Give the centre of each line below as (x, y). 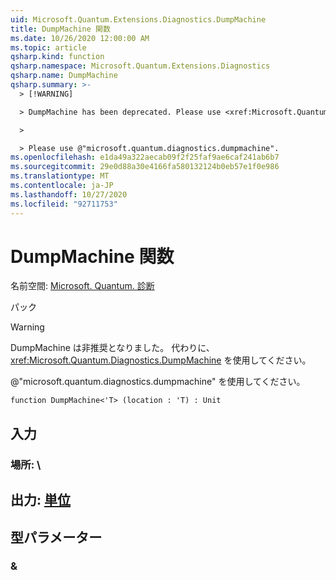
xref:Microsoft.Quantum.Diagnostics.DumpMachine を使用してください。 (161, 360)
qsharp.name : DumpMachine (64, 76)
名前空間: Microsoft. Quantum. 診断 (82, 286)
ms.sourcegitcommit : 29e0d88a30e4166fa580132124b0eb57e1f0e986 (145, 167)
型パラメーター (56, 537)
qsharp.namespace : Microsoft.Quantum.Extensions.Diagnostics (140, 66)
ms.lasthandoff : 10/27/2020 (69, 194)
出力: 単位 (40, 500)
